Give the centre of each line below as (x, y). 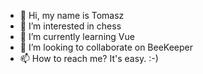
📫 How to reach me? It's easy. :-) (89, 58)
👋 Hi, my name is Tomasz (72, 15)
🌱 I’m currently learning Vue (77, 36)
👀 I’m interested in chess (70, 26)
